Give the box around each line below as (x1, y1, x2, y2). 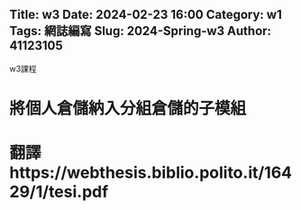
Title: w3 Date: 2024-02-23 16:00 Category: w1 (9, 7, 282, 23)
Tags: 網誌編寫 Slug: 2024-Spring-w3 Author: (9, 23, 272, 39)
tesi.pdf (48, 182, 109, 202)
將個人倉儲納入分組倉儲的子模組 (9, 98, 247, 118)
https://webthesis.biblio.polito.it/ (9, 162, 265, 183)
